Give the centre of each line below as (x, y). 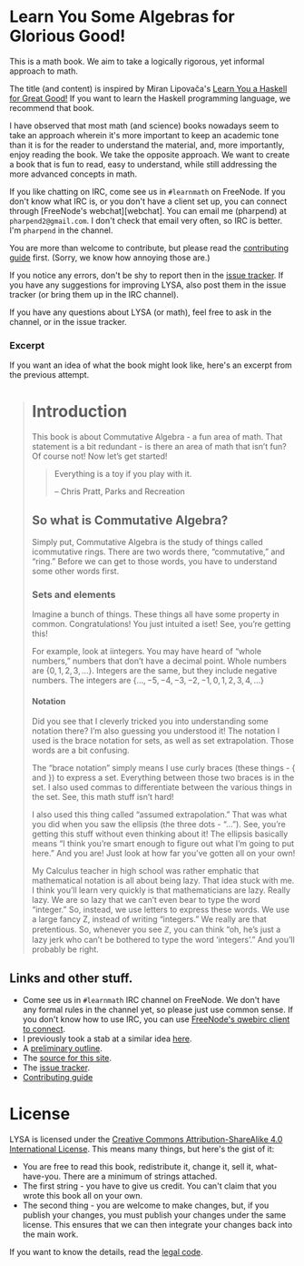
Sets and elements (74, 594)
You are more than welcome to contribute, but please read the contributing (149, 248)
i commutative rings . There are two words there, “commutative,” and (158, 552)
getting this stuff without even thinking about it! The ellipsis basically (160, 834)
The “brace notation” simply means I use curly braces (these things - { (163, 768)
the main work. (50, 1234)
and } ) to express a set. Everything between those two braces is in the (163, 778)
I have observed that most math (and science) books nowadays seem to (144, 126)
